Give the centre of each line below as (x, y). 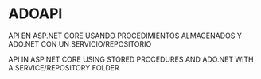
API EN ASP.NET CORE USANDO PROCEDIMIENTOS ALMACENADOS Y (125, 36)
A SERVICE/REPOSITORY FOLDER (64, 67)
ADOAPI (35, 14)
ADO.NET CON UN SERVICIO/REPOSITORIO (80, 43)
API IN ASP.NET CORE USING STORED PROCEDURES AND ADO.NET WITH (131, 59)
